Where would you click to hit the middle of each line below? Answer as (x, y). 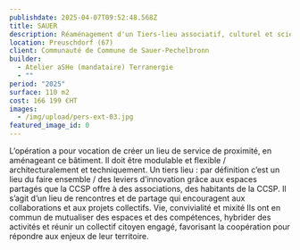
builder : (25, 59)
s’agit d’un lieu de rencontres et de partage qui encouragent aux (127, 198)
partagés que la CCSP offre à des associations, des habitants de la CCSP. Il (148, 189)
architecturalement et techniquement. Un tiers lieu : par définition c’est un (145, 170)
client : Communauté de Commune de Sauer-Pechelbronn (109, 51)
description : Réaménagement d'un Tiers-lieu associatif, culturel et (142, 34)
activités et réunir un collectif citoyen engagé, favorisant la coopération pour (150, 227)
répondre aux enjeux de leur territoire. (79, 236)
